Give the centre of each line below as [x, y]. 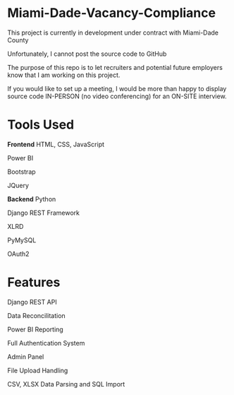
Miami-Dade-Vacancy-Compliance [112, 13]
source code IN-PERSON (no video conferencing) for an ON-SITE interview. [117, 96]
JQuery [18, 185]
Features [34, 282]
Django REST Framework [43, 213]
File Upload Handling [38, 370]
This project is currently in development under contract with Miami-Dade [113, 33]
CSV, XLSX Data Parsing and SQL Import [66, 384]
